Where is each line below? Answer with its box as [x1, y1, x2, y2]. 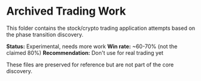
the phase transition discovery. [6, 30, 84, 38]
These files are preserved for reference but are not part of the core [6, 61, 174, 68]
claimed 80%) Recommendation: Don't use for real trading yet [6, 49, 164, 56]
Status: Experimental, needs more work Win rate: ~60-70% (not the [6, 43, 178, 50]
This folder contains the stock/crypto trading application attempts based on [6, 24, 196, 32]
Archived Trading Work [6, 4, 126, 18]
